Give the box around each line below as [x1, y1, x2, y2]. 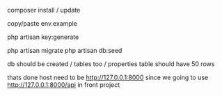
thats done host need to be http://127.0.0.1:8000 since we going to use [7, 73, 209, 81]
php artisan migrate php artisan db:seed [7, 47, 122, 54]
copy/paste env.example [7, 19, 78, 27]
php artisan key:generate [7, 33, 79, 41]
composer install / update [7, 6, 81, 14]
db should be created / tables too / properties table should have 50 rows [7, 60, 215, 68]
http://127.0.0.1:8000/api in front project [7, 81, 120, 89]
